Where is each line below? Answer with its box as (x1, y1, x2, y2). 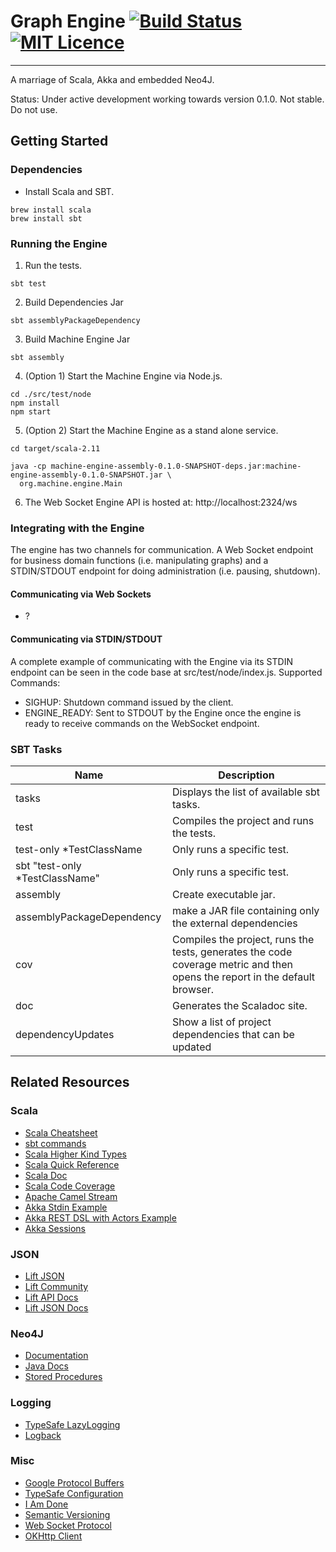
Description (218, 768, 275, 782)
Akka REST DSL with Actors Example (24, 1211, 177, 1224)
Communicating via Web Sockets (10, 588, 152, 600)
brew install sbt (10, 213, 83, 224)
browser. (172, 982, 215, 996)
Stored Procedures (24, 1371, 103, 1383)
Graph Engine (10, 10, 126, 33)
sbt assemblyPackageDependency (10, 315, 141, 325)
